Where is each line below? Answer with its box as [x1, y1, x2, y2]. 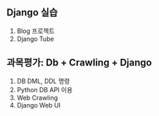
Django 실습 [6, 6, 58, 19]
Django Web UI [16, 101, 61, 109]
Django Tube [16, 34, 54, 43]
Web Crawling [16, 94, 58, 102]
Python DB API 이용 [16, 85, 73, 94]
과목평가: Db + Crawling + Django [6, 57, 152, 69]
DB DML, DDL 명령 [16, 77, 70, 85]
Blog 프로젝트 [16, 27, 55, 35]
